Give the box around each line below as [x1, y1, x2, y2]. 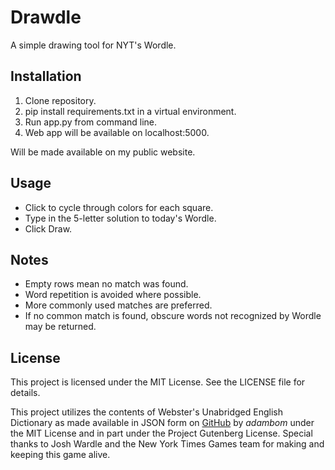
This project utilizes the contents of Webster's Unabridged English [10, 406, 284, 418]
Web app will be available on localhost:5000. [24, 126, 210, 138]
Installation [10, 68, 82, 85]
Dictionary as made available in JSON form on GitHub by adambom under [10, 417, 315, 429]
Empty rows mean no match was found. [24, 278, 189, 290]
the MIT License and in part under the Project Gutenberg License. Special [10, 427, 313, 440]
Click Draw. [24, 222, 73, 235]
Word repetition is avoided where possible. [24, 289, 202, 301]
